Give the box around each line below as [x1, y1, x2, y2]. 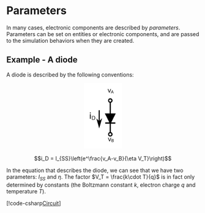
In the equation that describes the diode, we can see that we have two [6, 166, 184, 174]
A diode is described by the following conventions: [6, 71, 134, 78]
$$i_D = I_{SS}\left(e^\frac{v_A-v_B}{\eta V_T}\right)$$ [34, 155, 172, 162]
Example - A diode [6, 54, 78, 65]
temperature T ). [6, 188, 46, 195]
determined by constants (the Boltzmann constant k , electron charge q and [6, 181, 196, 189]
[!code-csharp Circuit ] [6, 200, 61, 207]
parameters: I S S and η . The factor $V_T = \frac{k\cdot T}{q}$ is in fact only [6, 173, 195, 182]
